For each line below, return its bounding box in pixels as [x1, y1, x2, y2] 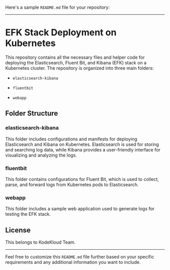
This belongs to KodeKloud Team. [5, 239, 76, 245]
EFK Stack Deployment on [5, 27, 117, 38]
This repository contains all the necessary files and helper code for [5, 54, 145, 60]
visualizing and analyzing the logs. [5, 152, 77, 158]
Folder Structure [5, 109, 58, 118]
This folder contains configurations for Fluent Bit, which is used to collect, [5, 176, 159, 182]
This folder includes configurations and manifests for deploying [5, 136, 138, 142]
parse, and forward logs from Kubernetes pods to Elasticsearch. [5, 181, 139, 187]
